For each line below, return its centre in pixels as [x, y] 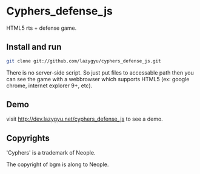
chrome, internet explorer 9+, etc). [49, 85]
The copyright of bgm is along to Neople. [58, 164]
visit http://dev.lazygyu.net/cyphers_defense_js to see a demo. [85, 119]
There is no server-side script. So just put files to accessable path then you [100, 72]
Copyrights [28, 138]
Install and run [34, 47]
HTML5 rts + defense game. [42, 28]
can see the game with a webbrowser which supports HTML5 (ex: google [98, 79]
